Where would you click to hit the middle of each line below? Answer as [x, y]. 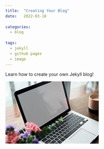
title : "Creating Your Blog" [37, 11]
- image [18, 59]
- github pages [26, 53]
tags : [11, 43]
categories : [18, 27]
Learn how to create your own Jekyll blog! [49, 74]
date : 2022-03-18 [26, 16]
